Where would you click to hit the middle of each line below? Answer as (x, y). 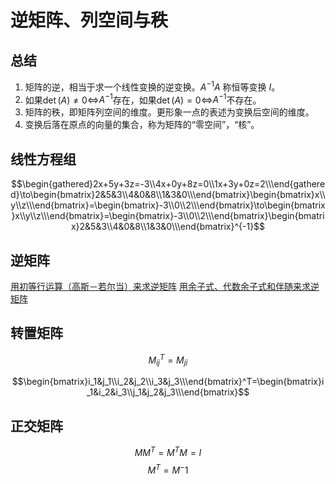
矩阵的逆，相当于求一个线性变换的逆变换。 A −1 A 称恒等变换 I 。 (152, 86)
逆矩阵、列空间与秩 (89, 20)
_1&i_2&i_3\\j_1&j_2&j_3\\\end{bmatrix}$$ (168, 392)
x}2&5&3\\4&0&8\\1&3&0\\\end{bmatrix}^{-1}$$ (168, 227)
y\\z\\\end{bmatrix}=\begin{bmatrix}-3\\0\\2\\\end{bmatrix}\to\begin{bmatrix (168, 205)
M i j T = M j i (168, 360)
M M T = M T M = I (168, 451)
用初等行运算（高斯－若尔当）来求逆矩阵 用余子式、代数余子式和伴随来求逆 (165, 286)
